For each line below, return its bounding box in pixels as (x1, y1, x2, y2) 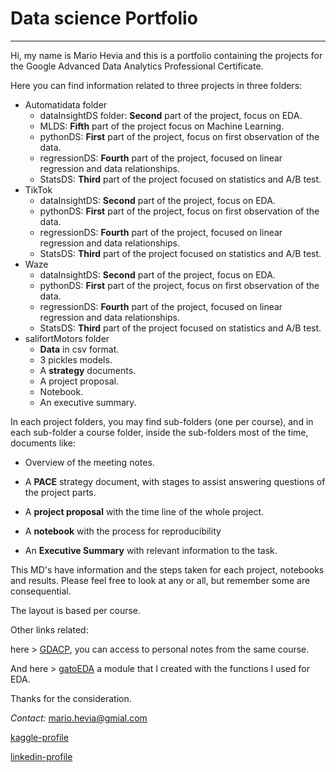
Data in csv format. (39, 343, 120, 355)
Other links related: (10, 623, 89, 636)
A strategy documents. (39, 364, 137, 376)
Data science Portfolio (10, 7, 198, 30)
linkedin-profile (10, 750, 73, 762)
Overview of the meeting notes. (24, 456, 155, 468)
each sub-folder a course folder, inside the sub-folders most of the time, (10, 426, 309, 438)
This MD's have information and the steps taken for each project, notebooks (10, 563, 325, 576)
